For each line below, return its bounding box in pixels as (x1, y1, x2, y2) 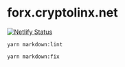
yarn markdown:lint (7, 41, 63, 48)
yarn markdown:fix (7, 53, 60, 60)
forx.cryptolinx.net (7, 5, 118, 21)
